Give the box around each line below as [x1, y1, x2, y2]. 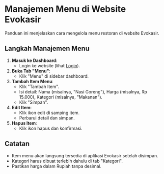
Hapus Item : [11, 120, 37, 126]
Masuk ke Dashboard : [11, 58, 57, 63]
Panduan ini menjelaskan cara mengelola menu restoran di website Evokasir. [4, 30, 160, 36]
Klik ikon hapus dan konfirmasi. [19, 125, 82, 131]
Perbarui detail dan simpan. [19, 115, 75, 121]
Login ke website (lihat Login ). [19, 62, 81, 68]
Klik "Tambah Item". [19, 84, 59, 89]
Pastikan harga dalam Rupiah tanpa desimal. [11, 163, 102, 169]
